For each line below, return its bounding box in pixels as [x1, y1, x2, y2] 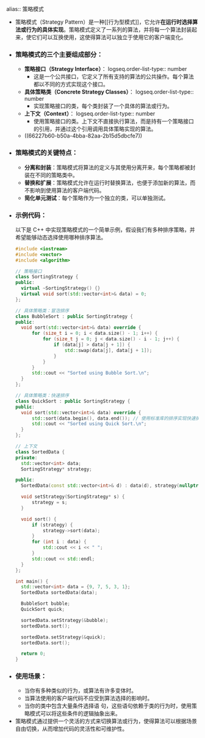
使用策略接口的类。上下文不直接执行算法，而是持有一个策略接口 [33, 118, 194, 125]
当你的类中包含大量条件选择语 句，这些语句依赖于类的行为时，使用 [24, 702, 192, 710]
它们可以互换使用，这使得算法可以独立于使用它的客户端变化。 [31, 34, 187, 41]
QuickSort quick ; [21, 607, 65, 613]
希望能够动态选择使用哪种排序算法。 [15, 233, 107, 241]
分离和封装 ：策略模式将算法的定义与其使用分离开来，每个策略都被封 [24, 164, 196, 171]
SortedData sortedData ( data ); [21, 590, 98, 596]
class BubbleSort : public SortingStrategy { [15, 313, 133, 320]
